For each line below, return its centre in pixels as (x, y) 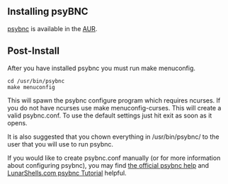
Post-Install (34, 51)
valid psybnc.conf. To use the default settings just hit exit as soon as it (110, 115)
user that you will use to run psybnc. (61, 144)
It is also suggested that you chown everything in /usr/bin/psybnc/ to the (113, 137)
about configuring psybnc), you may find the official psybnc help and (108, 165)
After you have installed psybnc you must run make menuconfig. (102, 68)
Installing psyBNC (48, 12)
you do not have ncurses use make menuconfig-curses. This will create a (114, 108)
